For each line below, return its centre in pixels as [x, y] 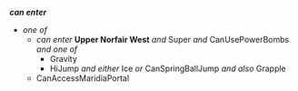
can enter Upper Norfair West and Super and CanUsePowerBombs [163, 40]
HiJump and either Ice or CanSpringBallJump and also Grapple [168, 68]
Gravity [63, 59]
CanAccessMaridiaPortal [83, 78]
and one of [57, 49]
